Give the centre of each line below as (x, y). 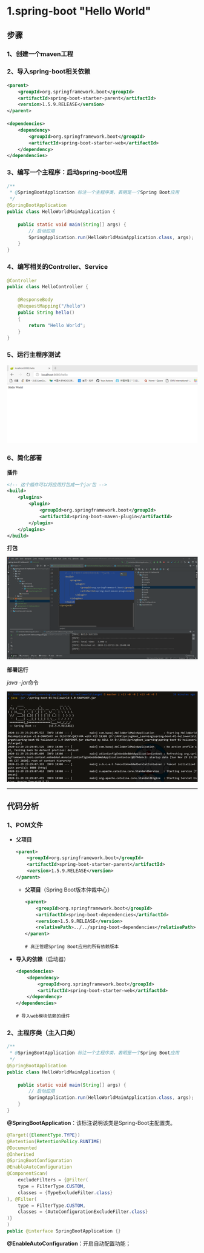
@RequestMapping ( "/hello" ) (52, 306)
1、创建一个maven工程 (40, 54)
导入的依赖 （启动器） (42, 959)
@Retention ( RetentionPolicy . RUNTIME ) (54, 1141)
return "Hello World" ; (57, 325)
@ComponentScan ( (27, 1174)
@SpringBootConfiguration (39, 1161)
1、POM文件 (25, 825)
